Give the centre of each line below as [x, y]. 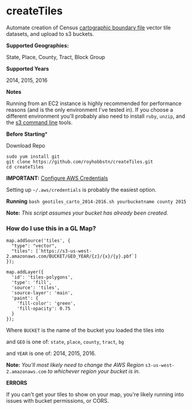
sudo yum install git [33, 157]
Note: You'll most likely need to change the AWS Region [75, 365]
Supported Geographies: [38, 45]
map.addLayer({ [25, 272]
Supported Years [28, 68]
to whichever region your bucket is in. [94, 371]
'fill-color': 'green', [47, 304]
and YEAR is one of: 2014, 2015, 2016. [51, 353]
